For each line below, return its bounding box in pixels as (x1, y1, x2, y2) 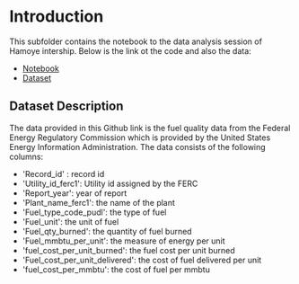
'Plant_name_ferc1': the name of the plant (22, 197, 175, 208)
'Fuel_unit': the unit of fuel (22, 216, 119, 226)
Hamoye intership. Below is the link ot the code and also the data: (9, 45, 251, 56)
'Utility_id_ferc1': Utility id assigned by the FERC (22, 178, 198, 189)
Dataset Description (9, 99, 124, 114)
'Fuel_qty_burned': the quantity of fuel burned (22, 226, 192, 236)
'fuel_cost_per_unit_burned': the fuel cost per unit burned (22, 244, 235, 255)
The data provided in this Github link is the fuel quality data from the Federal (9, 122, 291, 133)
